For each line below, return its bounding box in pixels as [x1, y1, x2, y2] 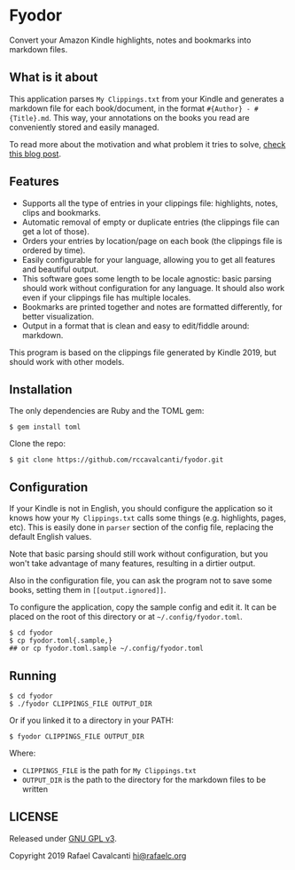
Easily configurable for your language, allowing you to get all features [21, 254, 276, 265]
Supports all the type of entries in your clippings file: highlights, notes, [21, 197, 278, 209]
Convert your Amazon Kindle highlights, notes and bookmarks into [9, 35, 252, 45]
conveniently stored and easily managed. [9, 122, 159, 132]
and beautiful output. [21, 264, 99, 274]
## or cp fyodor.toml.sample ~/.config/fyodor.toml [9, 645, 204, 653]
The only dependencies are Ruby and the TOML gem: [9, 406, 205, 416]
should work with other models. [9, 356, 125, 367]
